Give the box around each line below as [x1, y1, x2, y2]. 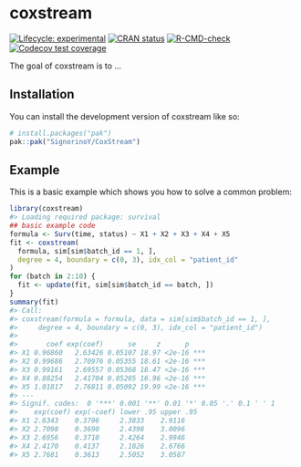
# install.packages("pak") [9, 129, 112, 138]
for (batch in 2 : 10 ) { [9, 272, 96, 281]
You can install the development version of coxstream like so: [9, 110, 240, 121]
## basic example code [9, 222, 96, 231]
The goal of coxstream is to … [9, 60, 121, 71]
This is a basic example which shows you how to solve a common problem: [9, 186, 292, 198]
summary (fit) [9, 297, 59, 306]
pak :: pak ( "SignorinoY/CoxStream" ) [9, 137, 141, 146]
